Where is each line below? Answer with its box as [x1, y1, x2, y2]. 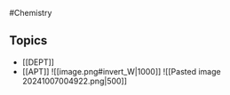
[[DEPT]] [21, 57, 55, 67]
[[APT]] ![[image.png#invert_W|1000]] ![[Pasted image [21, 66, 221, 76]
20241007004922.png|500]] [21, 75, 127, 86]
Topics [9, 33, 48, 48]
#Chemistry [9, 8, 52, 18]
